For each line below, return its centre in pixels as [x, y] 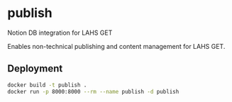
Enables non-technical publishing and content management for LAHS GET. [116, 46]
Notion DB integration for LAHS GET [60, 33]
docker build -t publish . [47, 85]
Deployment [35, 69]
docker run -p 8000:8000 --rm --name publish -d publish [93, 91]
